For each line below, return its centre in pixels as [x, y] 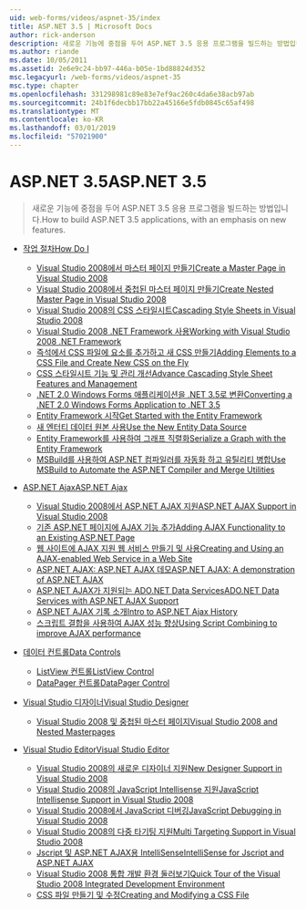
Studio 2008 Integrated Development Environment [131, 883]
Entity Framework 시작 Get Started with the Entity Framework [149, 415]
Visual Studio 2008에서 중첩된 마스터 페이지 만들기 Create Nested [155, 289]
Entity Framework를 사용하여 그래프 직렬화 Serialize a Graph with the [161, 438]
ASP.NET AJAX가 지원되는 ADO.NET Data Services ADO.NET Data [158, 590]
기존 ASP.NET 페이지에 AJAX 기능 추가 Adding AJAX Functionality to [161, 527]
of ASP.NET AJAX [70, 579]
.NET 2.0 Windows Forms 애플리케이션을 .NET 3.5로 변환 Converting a [164, 394]
